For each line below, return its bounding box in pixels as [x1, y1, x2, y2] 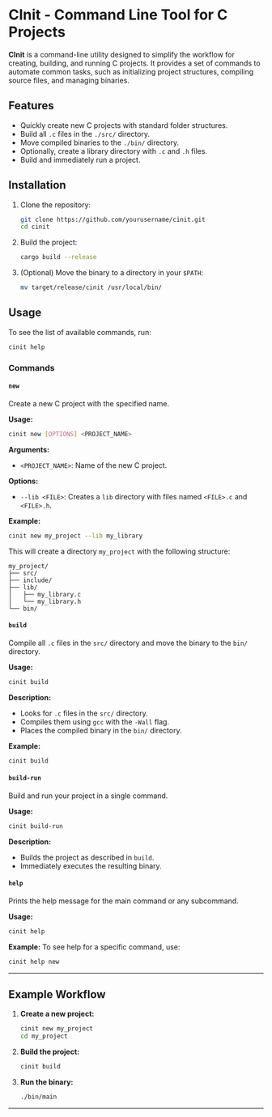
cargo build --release [19, 253, 97, 261]
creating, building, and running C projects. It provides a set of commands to [8, 58, 261, 68]
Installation [8, 178, 66, 192]
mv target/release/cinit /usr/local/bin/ [19, 283, 162, 292]
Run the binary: [19, 1077, 74, 1087]
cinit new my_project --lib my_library [8, 532, 143, 540]
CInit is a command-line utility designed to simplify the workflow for [8, 49, 235, 59]
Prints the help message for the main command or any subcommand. [8, 896, 239, 906]
